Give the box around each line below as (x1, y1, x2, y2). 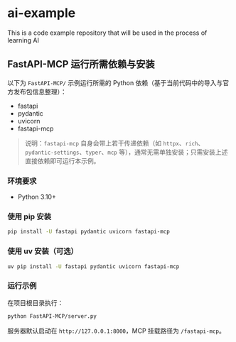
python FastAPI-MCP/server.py (7, 312, 97, 320)
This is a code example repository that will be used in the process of (7, 28, 208, 37)
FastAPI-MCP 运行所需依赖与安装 (7, 58, 155, 70)
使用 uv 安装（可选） (7, 246, 78, 256)
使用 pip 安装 (7, 211, 52, 221)
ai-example (7, 5, 76, 21)
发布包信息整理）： (13, 87, 67, 96)
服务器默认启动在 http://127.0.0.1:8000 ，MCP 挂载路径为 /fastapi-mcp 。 (7, 326, 225, 335)
